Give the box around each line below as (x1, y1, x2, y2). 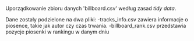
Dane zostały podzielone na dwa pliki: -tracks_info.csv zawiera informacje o (5, 16, 188, 23)
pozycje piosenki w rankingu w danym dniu (5, 28, 110, 35)
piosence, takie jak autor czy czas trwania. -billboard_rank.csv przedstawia (5, 23, 186, 29)
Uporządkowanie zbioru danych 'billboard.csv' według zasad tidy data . (5, 5, 177, 12)
